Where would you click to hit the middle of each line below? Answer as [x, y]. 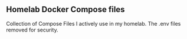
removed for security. [32, 30]
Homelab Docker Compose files [65, 10]
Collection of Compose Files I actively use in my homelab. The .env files [93, 23]
